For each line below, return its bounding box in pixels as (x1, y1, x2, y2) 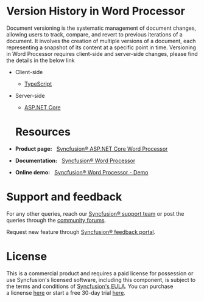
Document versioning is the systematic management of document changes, (6, 24, 197, 32)
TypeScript (24, 80, 52, 88)
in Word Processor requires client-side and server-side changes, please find (6, 50, 198, 57)
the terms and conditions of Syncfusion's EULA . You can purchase (6, 283, 174, 290)
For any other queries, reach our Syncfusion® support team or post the (6, 210, 185, 217)
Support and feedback (6, 190, 122, 204)
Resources (15, 125, 71, 139)
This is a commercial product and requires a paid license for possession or (6, 269, 194, 277)
